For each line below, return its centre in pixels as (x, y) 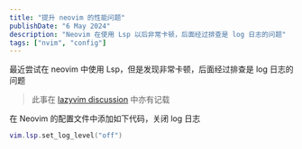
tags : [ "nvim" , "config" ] (58, 43)
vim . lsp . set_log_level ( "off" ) (66, 136)
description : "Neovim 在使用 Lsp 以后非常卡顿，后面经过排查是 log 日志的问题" (148, 34)
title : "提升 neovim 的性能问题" (67, 18)
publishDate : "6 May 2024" (60, 26)
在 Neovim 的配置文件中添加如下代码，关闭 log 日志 (105, 118)
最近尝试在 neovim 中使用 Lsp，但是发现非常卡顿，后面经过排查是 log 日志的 (152, 69)
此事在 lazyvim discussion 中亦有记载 (101, 100)
